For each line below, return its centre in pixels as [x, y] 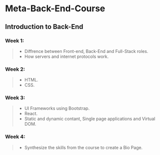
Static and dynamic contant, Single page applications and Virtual [90, 119]
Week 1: [15, 41]
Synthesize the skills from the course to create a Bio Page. [83, 147]
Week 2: [15, 69]
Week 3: [15, 98]
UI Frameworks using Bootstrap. [57, 108]
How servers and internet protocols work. [67, 56]
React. [31, 114]
